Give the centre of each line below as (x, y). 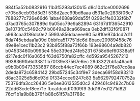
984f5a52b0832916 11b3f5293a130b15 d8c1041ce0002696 (67, 7)
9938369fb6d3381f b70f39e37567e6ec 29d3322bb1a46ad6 (69, 61)
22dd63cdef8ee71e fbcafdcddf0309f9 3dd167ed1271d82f (66, 89)
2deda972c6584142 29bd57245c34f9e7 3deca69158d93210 (69, 72)
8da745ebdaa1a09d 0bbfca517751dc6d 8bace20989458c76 (69, 40)
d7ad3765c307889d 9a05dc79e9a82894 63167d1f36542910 (69, 23)
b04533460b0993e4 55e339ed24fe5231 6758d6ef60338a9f (70, 51)
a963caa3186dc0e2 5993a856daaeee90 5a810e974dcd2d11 (69, 34)
